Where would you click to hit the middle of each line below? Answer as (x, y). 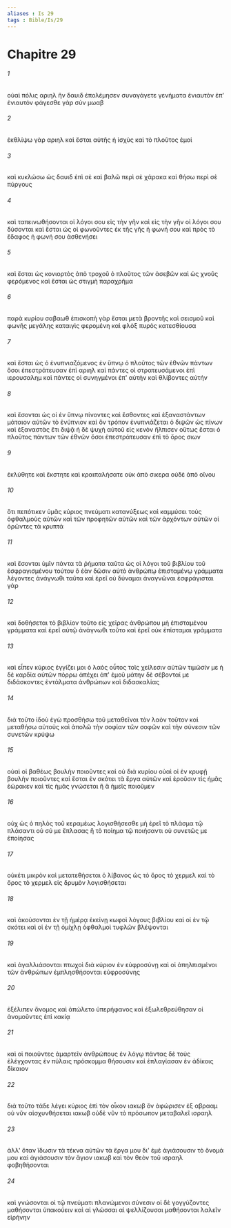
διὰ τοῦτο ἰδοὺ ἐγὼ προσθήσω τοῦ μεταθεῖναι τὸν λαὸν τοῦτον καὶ (103, 720)
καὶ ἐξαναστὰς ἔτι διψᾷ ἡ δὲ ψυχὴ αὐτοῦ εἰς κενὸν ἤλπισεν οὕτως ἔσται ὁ (114, 430)
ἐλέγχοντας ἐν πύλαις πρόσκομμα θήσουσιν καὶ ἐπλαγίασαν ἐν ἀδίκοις (110, 1061)
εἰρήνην (19, 1217)
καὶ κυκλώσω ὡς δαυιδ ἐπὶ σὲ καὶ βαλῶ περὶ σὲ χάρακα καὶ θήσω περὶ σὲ (112, 177)
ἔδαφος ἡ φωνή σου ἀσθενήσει (52, 237)
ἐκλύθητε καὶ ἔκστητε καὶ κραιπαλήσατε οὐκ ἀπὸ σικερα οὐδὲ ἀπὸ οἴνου (111, 474)
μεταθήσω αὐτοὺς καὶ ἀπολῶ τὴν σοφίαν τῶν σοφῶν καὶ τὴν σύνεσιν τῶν (114, 726)
